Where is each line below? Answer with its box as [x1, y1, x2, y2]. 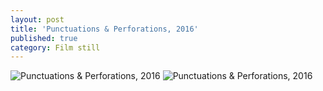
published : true [10, 33, 78, 43]
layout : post [10, 14, 65, 25]
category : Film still [10, 42, 101, 53]
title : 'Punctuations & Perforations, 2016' [10, 24, 199, 34]
